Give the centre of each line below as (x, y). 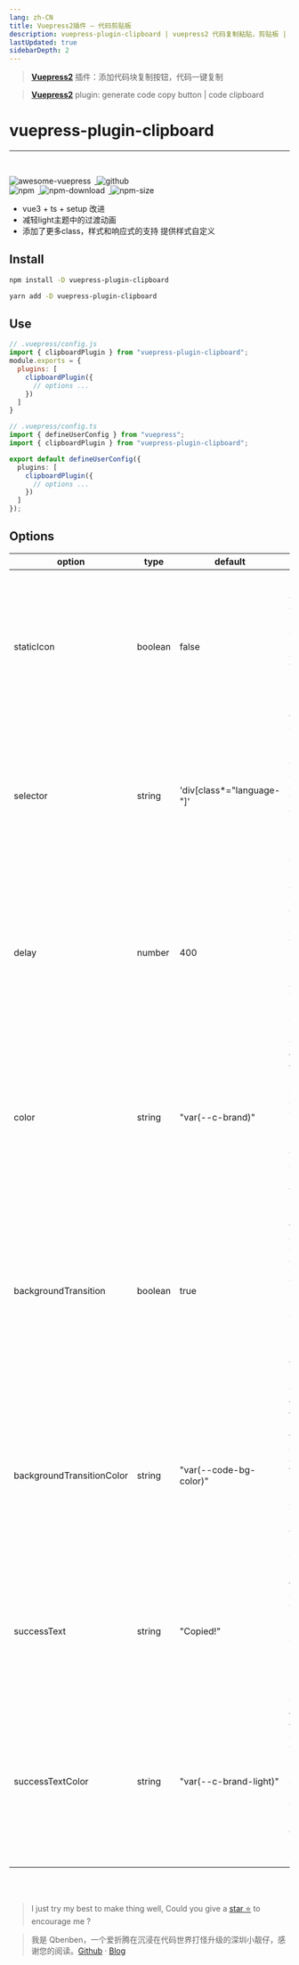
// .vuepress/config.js (53, 344)
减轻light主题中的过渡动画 (69, 220)
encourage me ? (61, 1921)
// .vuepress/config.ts (53, 427)
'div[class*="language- (230, 790)
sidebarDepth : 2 (39, 51)
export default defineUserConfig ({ (75, 459)
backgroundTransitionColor (71, 1476)
